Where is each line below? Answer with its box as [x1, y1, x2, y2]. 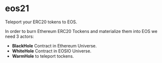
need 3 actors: [5, 33, 34, 39]
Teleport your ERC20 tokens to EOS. [5, 19, 77, 25]
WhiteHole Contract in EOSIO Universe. [12, 48, 92, 54]
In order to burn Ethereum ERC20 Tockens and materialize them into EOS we [5, 28, 158, 34]
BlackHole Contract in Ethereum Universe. [12, 43, 97, 48]
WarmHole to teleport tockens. [12, 53, 74, 59]
